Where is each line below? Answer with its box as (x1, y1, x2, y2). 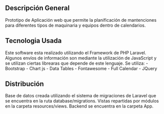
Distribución (5, 80, 44, 88)
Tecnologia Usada (5, 37, 62, 45)
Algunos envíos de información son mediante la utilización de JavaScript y (5, 55, 157, 61)
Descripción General (5, 4, 70, 12)
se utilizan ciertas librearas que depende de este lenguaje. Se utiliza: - (5, 60, 148, 66)
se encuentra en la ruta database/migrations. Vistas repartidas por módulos (5, 98, 159, 104)
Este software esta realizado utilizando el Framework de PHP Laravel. (5, 49, 147, 56)
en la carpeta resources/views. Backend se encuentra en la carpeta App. (5, 103, 154, 109)
